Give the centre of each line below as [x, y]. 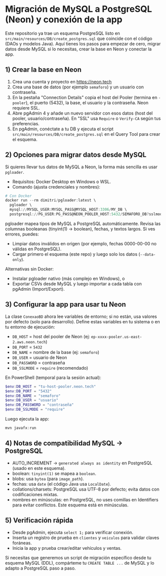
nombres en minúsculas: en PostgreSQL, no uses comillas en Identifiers [85, 499]
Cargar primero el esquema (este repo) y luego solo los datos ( [76, 254]
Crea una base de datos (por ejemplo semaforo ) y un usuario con [78, 87]
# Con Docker [19, 196]
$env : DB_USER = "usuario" [32, 400]
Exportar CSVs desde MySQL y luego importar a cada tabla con [77, 284]
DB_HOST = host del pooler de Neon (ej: [51, 336]
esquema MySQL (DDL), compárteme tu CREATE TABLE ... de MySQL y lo [80, 563]
